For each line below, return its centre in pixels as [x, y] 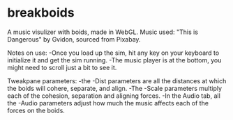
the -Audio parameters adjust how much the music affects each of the [108, 103]
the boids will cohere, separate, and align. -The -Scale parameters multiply [114, 88]
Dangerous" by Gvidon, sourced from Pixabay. [74, 39]
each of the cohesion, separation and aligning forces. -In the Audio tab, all [114, 96]
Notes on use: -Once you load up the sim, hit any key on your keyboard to [113, 53]
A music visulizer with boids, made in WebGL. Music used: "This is [103, 32]
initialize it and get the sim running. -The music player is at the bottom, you [114, 60]
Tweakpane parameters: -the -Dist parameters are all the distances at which [117, 80]
